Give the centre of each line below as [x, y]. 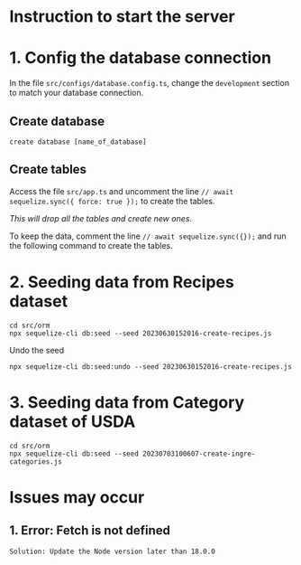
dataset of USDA [73, 421]
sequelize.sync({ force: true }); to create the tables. [112, 201]
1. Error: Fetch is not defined [90, 531]
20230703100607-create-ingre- [199, 454]
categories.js [36, 461]
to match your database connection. [77, 93]
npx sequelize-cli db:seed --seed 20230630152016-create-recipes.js [141, 333]
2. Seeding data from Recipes [122, 282]
